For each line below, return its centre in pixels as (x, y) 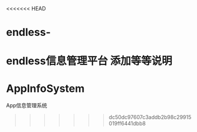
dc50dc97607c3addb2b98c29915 (150, 117)
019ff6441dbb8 (127, 124)
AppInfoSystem (45, 88)
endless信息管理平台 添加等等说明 (89, 61)
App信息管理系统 (27, 105)
